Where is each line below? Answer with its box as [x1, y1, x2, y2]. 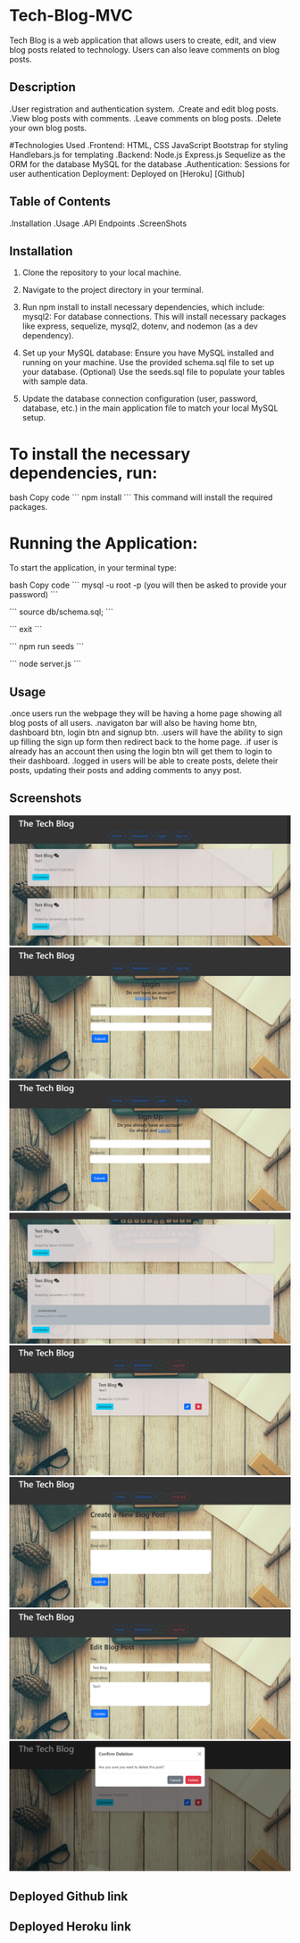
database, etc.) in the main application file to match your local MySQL [21, 403, 279, 413]
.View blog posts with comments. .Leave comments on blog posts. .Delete [9, 113, 282, 123]
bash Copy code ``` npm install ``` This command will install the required [9, 492, 273, 503]
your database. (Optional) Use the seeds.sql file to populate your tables [21, 367, 286, 378]
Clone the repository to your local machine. [21, 267, 181, 278]
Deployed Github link [9, 1889, 129, 1904]
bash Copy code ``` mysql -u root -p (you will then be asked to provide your [9, 580, 287, 590]
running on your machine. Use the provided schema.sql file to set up [21, 357, 275, 368]
